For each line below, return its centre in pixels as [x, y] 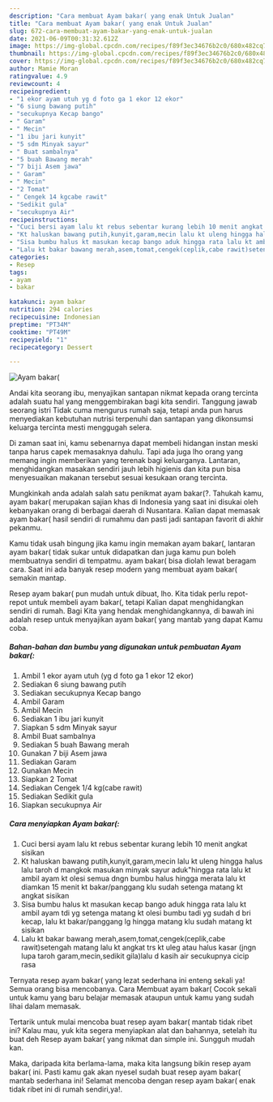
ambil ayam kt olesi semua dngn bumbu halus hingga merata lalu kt [133, 879]
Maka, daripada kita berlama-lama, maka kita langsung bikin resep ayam [130, 1064]
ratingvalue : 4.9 [38, 76]
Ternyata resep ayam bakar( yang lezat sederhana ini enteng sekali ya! [127, 980]
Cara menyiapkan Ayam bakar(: [64, 823]
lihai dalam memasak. [45, 1006]
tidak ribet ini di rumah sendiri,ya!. [66, 1089]
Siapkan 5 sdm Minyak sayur [69, 727]
